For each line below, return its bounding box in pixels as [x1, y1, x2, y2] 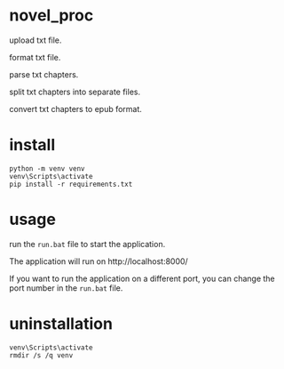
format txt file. [9, 52, 61, 62]
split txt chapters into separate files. [9, 86, 140, 97]
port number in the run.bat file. [9, 282, 123, 293]
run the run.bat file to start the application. [9, 238, 166, 249]
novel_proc [9, 5, 94, 26]
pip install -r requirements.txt [9, 180, 133, 189]
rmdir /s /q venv [9, 350, 74, 360]
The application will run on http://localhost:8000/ [9, 255, 188, 267]
